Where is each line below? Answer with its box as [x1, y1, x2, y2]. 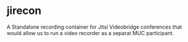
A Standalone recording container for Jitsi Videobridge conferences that [6, 23, 182, 30]
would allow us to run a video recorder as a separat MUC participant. [6, 29, 174, 36]
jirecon [6, 4, 42, 17]
